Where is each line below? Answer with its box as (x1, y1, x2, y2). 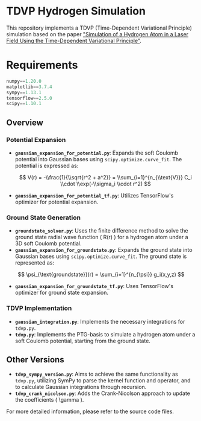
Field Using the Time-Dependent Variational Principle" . (6, 37, 141, 44)
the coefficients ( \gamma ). (14, 396, 84, 403)
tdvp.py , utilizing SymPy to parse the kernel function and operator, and (14, 377, 191, 384)
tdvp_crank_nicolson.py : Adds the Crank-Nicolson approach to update (14, 390, 191, 397)
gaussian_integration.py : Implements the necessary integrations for (14, 318, 185, 325)
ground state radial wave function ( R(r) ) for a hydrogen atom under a (14, 234, 188, 241)
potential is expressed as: (14, 162, 79, 169)
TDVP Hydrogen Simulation (6, 4, 146, 18)
